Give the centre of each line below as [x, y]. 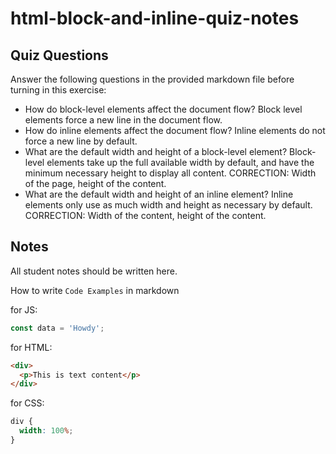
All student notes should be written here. [94, 271]
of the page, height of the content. [95, 183]
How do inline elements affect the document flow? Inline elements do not [175, 130]
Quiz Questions [59, 55]
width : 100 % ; [46, 431]
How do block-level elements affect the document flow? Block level [163, 109]
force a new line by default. [81, 141]
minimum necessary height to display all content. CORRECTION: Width [170, 173]
